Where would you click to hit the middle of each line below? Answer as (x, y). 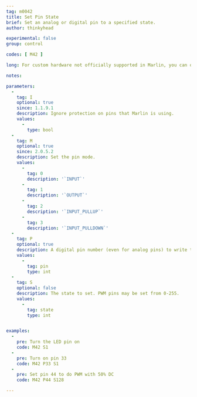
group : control (25, 44)
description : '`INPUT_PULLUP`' (65, 212)
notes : (14, 76)
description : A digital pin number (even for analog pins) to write (102, 250)
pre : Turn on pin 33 (42, 358)
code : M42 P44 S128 (40, 380)
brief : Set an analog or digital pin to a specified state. (81, 22)
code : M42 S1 (33, 347)
